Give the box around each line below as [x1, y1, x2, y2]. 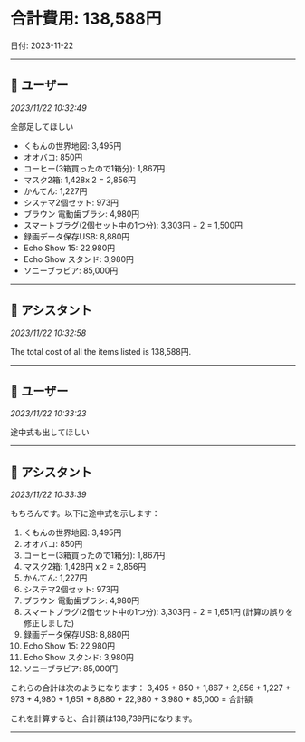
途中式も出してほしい [10, 427, 90, 438]
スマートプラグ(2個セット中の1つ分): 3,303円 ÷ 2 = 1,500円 [23, 220, 243, 230]
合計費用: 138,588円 [10, 8, 162, 29]
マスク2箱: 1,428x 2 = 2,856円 [23, 174, 137, 185]
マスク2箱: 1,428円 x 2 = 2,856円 [23, 561, 147, 572]
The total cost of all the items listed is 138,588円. [10, 346, 192, 356]
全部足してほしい [10, 121, 74, 132]
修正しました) [23, 618, 75, 629]
